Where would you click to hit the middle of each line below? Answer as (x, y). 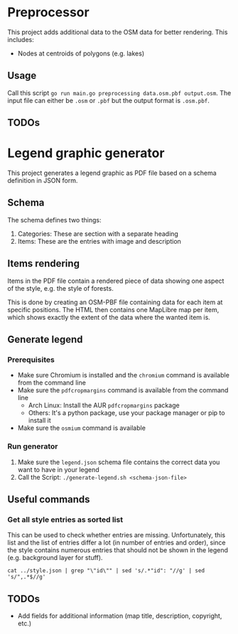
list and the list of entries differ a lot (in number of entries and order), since (117, 543)
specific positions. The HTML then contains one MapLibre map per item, (113, 309)
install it (39, 421)
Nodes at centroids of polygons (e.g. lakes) (81, 53)
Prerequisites (31, 360)
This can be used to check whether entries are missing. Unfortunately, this (117, 535)
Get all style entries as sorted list (65, 520)
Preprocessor (49, 12)
